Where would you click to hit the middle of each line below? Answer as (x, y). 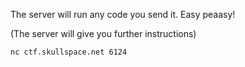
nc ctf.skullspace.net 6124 (69, 52)
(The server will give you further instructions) (103, 33)
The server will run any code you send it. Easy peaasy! (123, 14)
